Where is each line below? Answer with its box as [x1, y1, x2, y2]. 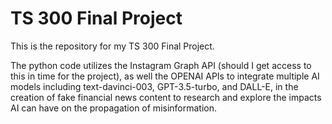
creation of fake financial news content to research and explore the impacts [10, 91, 322, 103]
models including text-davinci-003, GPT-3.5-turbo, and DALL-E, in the [10, 80, 299, 92]
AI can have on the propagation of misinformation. [10, 102, 218, 114]
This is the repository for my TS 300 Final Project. [10, 40, 215, 52]
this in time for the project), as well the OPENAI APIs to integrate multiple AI [10, 70, 320, 82]
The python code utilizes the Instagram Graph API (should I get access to [10, 59, 312, 71]
